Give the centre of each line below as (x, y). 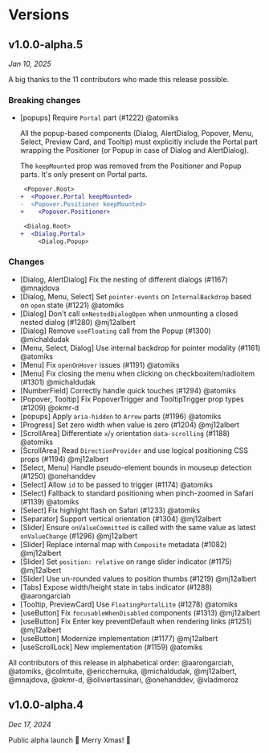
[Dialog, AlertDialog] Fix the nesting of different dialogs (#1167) (124, 279)
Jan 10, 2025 (30, 64)
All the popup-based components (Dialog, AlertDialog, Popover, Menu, (137, 134)
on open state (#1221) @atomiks (72, 305)
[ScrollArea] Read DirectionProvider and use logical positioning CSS (134, 450)
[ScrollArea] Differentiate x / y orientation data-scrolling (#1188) (125, 433)
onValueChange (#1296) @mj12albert (79, 536)
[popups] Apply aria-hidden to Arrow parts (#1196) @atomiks (120, 416)
